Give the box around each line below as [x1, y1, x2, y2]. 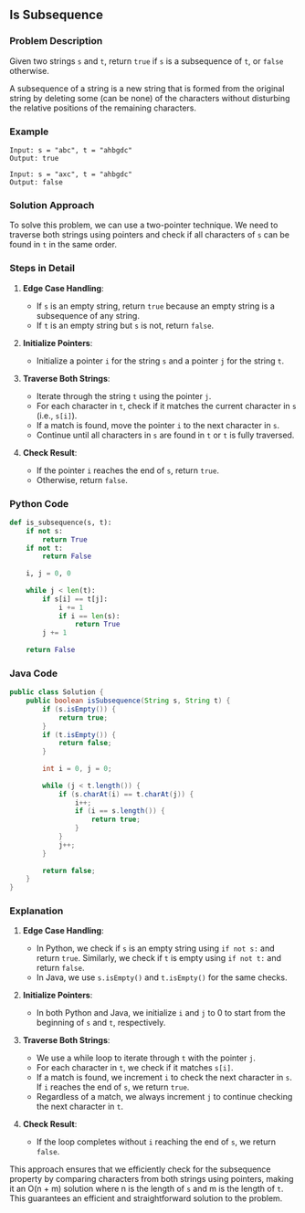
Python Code [9, 497, 69, 510]
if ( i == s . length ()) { [74, 807, 166, 816]
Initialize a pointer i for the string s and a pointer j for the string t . [36, 355, 285, 366]
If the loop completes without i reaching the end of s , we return [36, 1136, 277, 1147]
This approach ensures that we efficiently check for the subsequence [9, 1164, 271, 1175]
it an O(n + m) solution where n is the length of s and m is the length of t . [9, 1183, 284, 1195]
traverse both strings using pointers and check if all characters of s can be [9, 229, 290, 240]
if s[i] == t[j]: [42, 594, 108, 604]
